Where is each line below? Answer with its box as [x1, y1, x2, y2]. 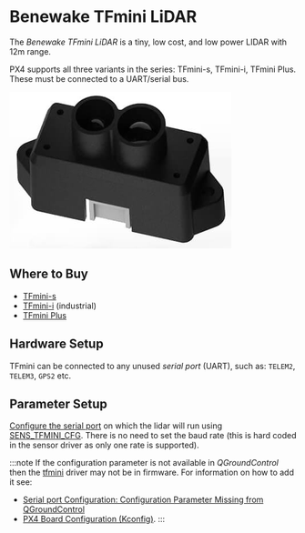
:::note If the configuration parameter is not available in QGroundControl [9, 458, 280, 468]
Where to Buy [9, 266, 88, 282]
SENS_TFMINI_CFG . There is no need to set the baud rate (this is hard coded [9, 430, 297, 441]
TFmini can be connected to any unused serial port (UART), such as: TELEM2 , [9, 360, 296, 371]
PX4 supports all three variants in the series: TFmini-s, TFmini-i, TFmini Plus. [9, 64, 297, 75]
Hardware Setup [9, 337, 104, 352]
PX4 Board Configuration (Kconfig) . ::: [22, 514, 166, 525]
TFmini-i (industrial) [22, 300, 97, 311]
